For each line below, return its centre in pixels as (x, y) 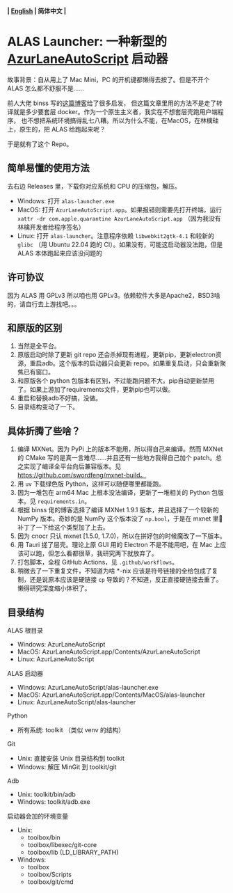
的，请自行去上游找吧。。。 (44, 304)
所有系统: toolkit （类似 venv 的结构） (71, 730)
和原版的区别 (35, 327)
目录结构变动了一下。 (48, 407)
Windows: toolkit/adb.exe (54, 802)
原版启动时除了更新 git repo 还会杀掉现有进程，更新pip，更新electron (116, 355)
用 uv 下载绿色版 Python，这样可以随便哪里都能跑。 (91, 484)
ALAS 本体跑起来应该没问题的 (59, 253)
